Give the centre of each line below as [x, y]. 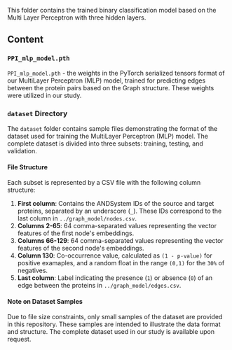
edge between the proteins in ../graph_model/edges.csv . [99, 286]
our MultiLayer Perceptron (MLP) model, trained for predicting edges [107, 80]
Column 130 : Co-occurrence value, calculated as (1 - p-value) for [115, 255]
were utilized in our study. [45, 95]
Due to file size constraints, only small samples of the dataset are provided [115, 317]
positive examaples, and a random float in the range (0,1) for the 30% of [121, 263]
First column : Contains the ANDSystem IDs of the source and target [116, 204]
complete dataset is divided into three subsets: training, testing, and [105, 143]
